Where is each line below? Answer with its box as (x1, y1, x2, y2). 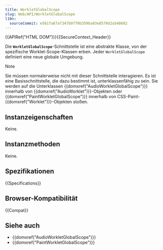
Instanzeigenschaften (5, 113, 73, 121)
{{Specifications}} (5, 180, 41, 186)
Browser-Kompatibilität (5, 194, 78, 203)
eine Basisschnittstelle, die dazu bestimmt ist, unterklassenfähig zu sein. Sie (5, 78, 158, 84)
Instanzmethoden (5, 140, 61, 148)
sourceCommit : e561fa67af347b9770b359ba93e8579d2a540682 (9, 21, 128, 26)
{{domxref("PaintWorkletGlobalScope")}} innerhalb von (5, 94, 116, 100)
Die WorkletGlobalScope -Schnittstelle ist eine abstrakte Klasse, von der (5, 43, 147, 49)
